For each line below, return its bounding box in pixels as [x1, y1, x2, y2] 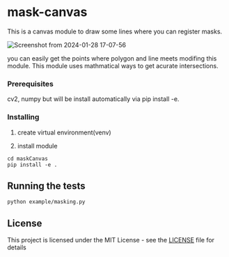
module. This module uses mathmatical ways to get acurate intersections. [7, 61, 219, 70]
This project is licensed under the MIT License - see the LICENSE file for [7, 236, 214, 244]
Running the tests [7, 180, 86, 192]
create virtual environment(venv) [17, 128, 111, 137]
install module [17, 141, 58, 150]
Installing [7, 112, 40, 122]
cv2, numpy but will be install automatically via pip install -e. [7, 95, 180, 103]
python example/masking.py [7, 198, 86, 205]
